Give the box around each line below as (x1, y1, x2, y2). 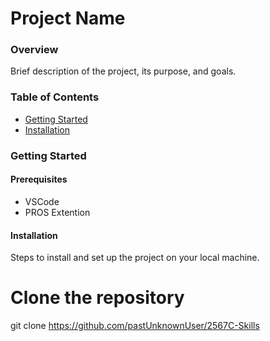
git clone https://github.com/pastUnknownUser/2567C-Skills (10, 320, 260, 332)
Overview (10, 43, 59, 57)
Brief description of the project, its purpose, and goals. (10, 65, 237, 77)
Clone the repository (10, 287, 185, 309)
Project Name (10, 7, 126, 30)
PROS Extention (24, 206, 91, 218)
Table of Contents (10, 90, 100, 104)
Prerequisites (10, 173, 68, 186)
